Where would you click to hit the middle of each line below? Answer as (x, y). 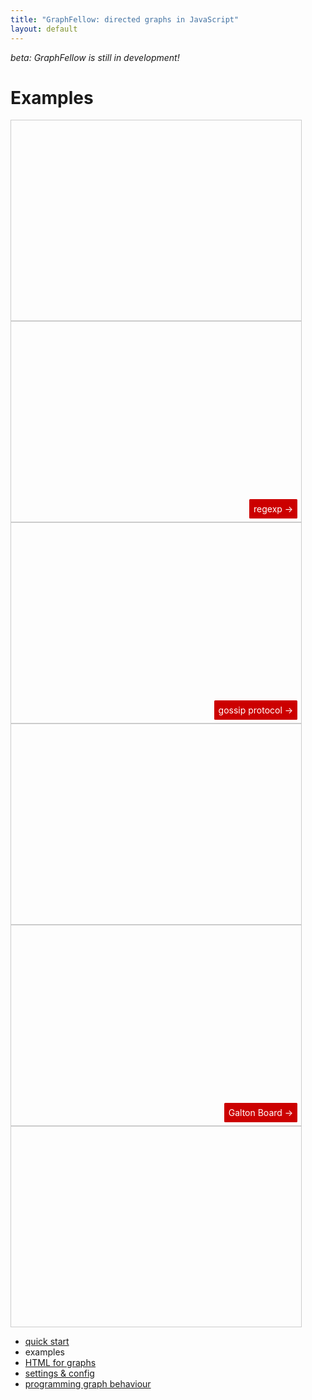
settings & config (59, 1373)
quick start (47, 1342)
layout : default (44, 29)
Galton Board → (261, 1112)
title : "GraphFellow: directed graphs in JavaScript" (125, 19)
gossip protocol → (256, 710)
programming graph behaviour (88, 1384)
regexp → (273, 508)
